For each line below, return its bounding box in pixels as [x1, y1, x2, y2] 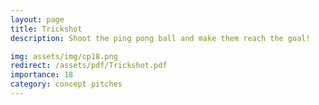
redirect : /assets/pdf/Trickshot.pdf [10, 61, 168, 71]
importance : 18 [10, 70, 74, 80]
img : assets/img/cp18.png [10, 51, 118, 61]
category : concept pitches [10, 79, 123, 90]
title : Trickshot [10, 24, 83, 34]
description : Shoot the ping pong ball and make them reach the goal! [10, 33, 311, 43]
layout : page [10, 14, 65, 25]
